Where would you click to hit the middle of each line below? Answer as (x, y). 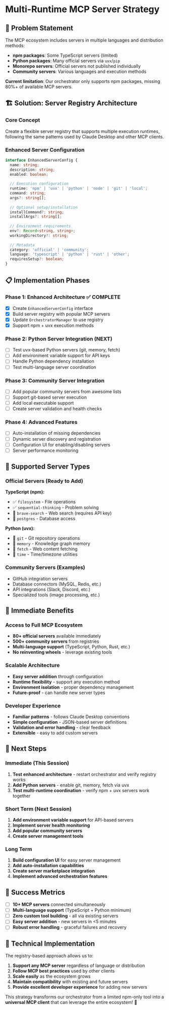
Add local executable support (43, 403)
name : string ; (24, 165)
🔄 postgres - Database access (44, 519)
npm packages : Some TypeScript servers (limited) (65, 55)
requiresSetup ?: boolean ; (37, 259)
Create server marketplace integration (53, 871)
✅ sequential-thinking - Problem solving (55, 508)
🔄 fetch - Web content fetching (45, 549)
